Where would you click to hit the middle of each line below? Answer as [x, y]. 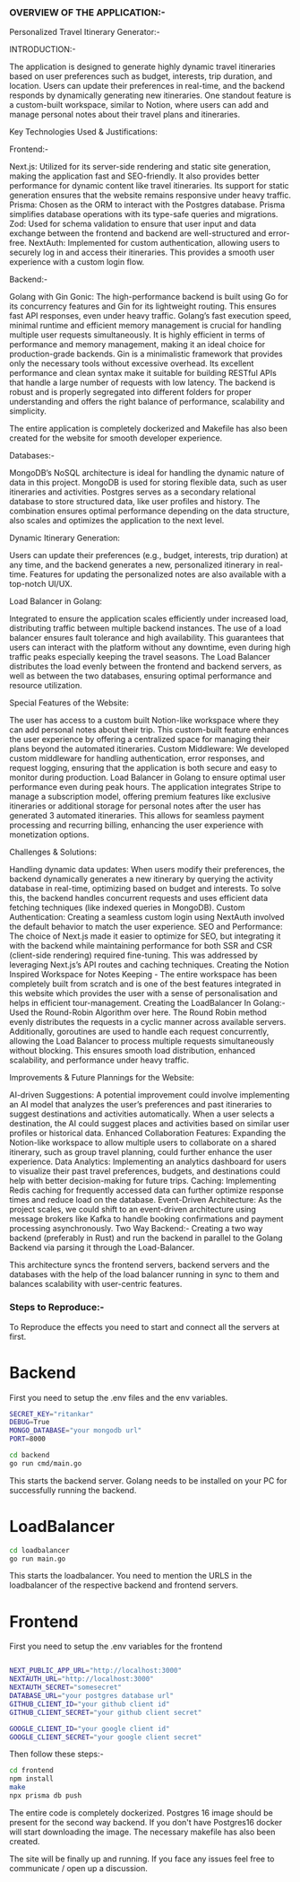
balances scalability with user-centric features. [96, 1284]
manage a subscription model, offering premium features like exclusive [140, 797]
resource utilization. [46, 686]
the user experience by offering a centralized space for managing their [140, 740]
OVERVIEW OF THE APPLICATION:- [87, 13]
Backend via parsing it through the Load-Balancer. [102, 1247]
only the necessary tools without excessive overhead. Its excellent [132, 363]
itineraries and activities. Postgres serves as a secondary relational [133, 492]
